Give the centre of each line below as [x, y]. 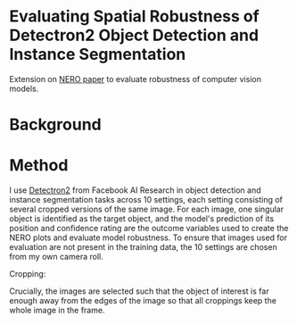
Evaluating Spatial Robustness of [135, 17]
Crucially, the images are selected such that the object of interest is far [139, 291]
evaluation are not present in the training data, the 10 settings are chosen [144, 247]
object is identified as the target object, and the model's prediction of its [142, 219]
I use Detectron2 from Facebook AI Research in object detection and [135, 190]
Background [55, 125]
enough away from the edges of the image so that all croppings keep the [143, 301]
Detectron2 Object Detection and [134, 35]
